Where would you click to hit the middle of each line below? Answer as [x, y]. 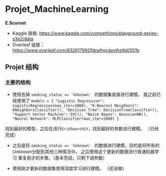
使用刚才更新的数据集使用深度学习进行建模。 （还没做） [69, 168]
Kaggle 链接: [25, 33]
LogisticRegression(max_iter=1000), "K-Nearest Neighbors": [76, 105]
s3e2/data [23, 39]
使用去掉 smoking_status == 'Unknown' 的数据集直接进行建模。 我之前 [84, 94]
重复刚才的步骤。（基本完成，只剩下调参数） [63, 158]
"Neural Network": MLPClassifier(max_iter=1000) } [66, 119]
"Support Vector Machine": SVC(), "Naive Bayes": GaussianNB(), [80, 114]
